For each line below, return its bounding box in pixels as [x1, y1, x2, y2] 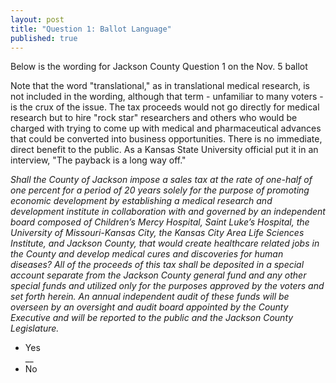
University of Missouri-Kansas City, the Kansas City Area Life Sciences [10, 227, 305, 239]
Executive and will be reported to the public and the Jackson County [10, 312, 294, 324]
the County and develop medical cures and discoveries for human [10, 248, 284, 260]
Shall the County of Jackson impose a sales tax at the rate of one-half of [10, 174, 313, 186]
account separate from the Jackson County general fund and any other [10, 269, 307, 281]
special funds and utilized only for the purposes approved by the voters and [10, 280, 325, 292]
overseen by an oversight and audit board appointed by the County [10, 301, 289, 313]
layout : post [10, 14, 65, 25]
